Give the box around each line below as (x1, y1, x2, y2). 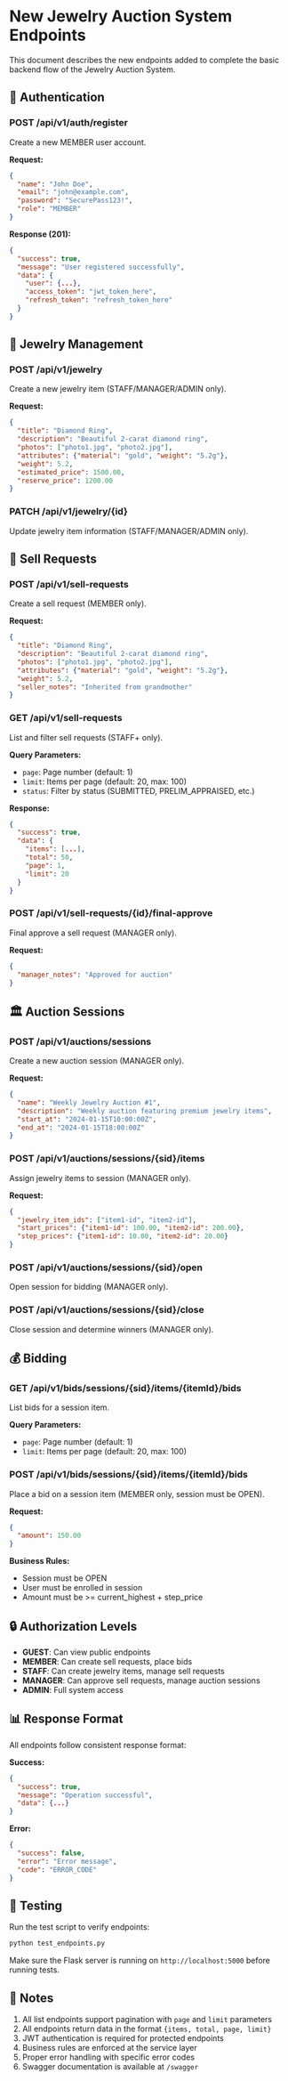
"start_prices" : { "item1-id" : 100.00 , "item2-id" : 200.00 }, (17, 1224, 244, 1233)
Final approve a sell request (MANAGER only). (9, 927, 178, 938)
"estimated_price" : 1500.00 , (17, 467, 125, 477)
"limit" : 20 (25, 870, 69, 879)
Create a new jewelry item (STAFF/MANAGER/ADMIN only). (9, 384, 227, 394)
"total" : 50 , (25, 853, 74, 862)
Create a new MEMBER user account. (9, 136, 147, 148)
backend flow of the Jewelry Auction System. (9, 64, 176, 75)
